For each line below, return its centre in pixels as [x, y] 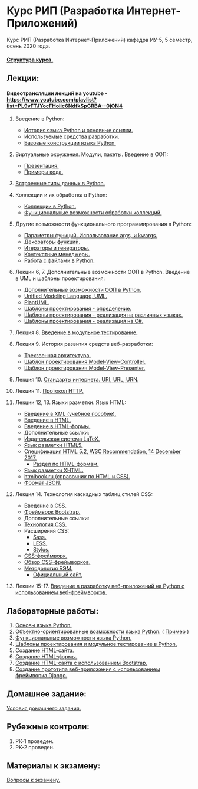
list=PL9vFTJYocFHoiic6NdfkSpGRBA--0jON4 [65, 106]
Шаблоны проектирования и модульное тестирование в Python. [96, 644]
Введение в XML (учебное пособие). [70, 414]
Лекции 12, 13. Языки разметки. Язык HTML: [70, 402]
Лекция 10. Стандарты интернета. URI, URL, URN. [77, 380]
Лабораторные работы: [53, 611]
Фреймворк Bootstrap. [52, 512]
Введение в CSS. [45, 506]
